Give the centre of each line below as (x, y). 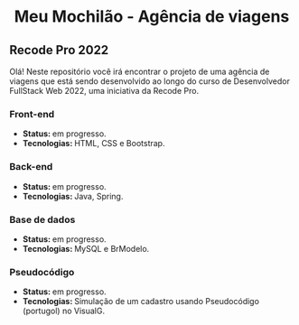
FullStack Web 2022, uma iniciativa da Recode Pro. (104, 91)
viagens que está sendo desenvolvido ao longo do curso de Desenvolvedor (150, 81)
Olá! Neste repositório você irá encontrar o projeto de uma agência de (140, 71)
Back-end (31, 167)
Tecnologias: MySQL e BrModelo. (86, 248)
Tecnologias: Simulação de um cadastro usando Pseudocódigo (141, 302)
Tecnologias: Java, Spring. (73, 196)
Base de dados (42, 219)
